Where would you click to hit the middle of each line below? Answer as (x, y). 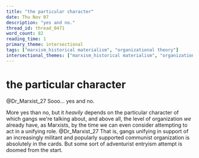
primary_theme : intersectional (45, 45)
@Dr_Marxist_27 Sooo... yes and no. (50, 101)
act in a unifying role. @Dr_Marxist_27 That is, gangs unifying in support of (97, 131)
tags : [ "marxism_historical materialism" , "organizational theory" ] (92, 50)
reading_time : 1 (26, 39)
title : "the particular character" (50, 11)
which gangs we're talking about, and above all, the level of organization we (99, 119)
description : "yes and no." (41, 22)
